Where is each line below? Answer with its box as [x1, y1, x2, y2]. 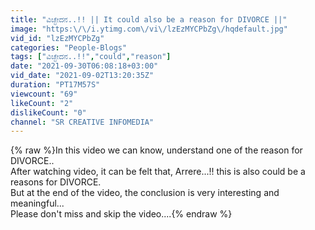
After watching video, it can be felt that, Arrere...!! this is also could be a [10, 166, 306, 178]
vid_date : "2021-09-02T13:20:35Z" [10, 71, 155, 81]
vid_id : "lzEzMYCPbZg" [10, 33, 105, 43]
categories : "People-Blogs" [10, 42, 128, 53]
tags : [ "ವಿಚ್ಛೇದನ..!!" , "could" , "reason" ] [10, 52, 172, 62]
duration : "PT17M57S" [10, 80, 101, 90]
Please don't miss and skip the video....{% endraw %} [10, 208, 233, 220]
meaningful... [10, 197, 65, 210]
